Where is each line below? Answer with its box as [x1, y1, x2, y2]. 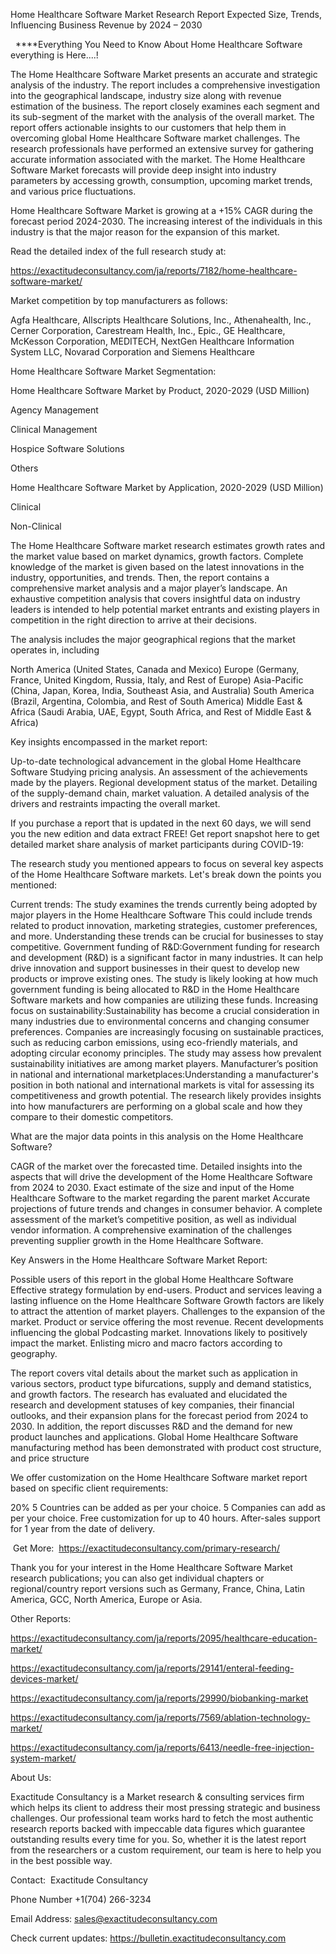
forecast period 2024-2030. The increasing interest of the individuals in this [10, 215, 323, 227]
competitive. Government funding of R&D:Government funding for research [10, 941, 320, 953]
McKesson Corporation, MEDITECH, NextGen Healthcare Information [10, 335, 295, 347]
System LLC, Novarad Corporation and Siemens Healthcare [10, 346, 255, 358]
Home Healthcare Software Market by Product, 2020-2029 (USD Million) [10, 385, 310, 396]
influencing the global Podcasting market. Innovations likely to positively [10, 1327, 308, 1338]
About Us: [10, 1772, 52, 1783]
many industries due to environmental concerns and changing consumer [10, 1015, 310, 1027]
